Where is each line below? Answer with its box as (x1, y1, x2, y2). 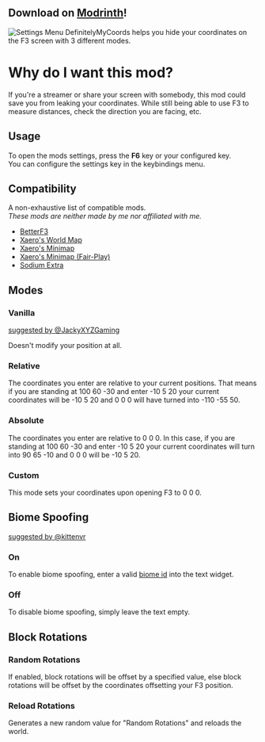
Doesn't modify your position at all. (8, 341, 123, 350)
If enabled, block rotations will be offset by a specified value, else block (8, 672, 242, 682)
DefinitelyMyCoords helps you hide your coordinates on (65, 27, 248, 36)
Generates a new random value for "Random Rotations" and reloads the (8, 718, 242, 728)
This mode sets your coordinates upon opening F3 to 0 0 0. (8, 488, 202, 497)
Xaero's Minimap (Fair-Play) (19, 252, 111, 262)
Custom (8, 469, 40, 480)
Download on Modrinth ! (8, 6, 127, 20)
